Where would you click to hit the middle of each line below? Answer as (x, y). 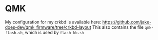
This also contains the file (118, 27)
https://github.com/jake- (127, 22)
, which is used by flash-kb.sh (53, 32)
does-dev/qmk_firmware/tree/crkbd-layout (48, 27)
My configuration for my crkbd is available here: (53, 22)
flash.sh (14, 33)
